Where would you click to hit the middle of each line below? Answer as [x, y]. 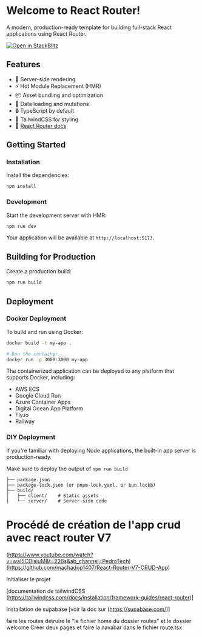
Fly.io [22, 415]
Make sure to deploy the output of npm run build [67, 469]
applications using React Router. [46, 33]
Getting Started [36, 145]
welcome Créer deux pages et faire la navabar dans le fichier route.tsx [94, 627]
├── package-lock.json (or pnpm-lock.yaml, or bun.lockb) [81, 485]
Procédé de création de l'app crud [93, 525]
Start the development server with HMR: [56, 215]
